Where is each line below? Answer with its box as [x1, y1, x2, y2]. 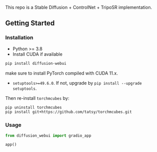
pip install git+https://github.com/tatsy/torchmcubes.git [5, 109, 132, 115]
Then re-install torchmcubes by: [5, 95, 70, 101]
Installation [5, 34, 34, 41]
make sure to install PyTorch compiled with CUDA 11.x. [5, 70, 118, 76]
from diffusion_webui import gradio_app [5, 133, 92, 138]
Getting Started [5, 19, 55, 27]
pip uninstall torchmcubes [5, 105, 62, 110]
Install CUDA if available [12, 51, 63, 57]
